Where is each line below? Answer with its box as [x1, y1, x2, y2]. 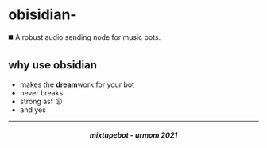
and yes [19, 105, 46, 115]
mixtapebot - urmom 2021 [89, 130, 178, 140]
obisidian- [8, 6, 77, 24]
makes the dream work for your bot [19, 80, 135, 89]
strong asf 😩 [19, 96, 63, 106]
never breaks [19, 88, 64, 97]
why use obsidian [8, 58, 98, 72]
